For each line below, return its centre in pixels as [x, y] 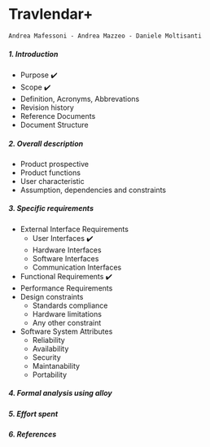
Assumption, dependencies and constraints [93, 190]
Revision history [47, 107]
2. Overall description [46, 143]
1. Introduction [33, 54]
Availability [50, 348]
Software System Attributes [66, 331]
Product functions [50, 173]
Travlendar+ [51, 14]
